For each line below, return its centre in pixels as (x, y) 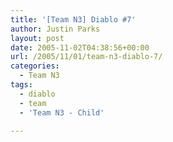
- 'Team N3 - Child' (62, 112)
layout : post (37, 38)
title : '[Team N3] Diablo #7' (73, 19)
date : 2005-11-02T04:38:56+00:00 (80, 47)
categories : (35, 66)
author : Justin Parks (55, 29)
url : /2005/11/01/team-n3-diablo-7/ (86, 57)
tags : (21, 85)
